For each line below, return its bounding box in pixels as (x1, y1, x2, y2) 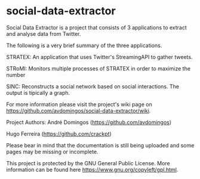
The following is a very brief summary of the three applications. (6, 42, 162, 49)
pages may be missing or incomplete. (6, 148, 99, 155)
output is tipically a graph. (6, 89, 70, 96)
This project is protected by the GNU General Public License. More (6, 159, 170, 166)
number (6, 71, 26, 78)
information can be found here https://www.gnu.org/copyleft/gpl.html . (6, 166, 179, 173)
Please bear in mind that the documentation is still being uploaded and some (6, 141, 195, 149)
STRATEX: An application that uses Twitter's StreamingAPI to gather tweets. (6, 53, 193, 60)
